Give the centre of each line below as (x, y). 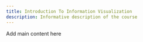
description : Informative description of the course (72, 17)
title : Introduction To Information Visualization (69, 11)
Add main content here (34, 33)
